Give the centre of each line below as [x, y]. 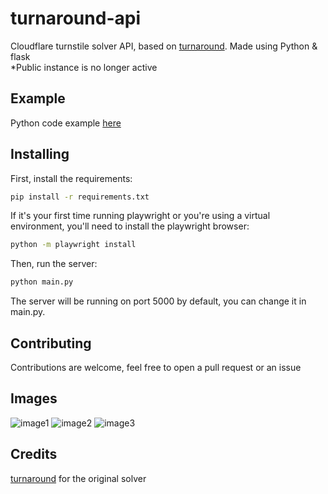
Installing [40, 154]
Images [34, 398]
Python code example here [66, 123]
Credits [34, 454]
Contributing [51, 343]
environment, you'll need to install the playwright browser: [130, 226]
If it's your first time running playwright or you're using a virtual [140, 216]
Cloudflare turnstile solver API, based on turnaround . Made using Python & [164, 46]
